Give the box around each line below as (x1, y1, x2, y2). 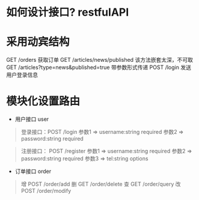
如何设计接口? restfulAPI (6, 5, 129, 19)
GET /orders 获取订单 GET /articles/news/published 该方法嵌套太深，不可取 (6, 56, 194, 64)
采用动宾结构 (6, 35, 70, 49)
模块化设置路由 (6, 94, 81, 108)
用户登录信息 (6, 71, 38, 79)
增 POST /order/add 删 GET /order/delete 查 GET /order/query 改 (20, 181, 182, 188)
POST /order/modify (20, 187, 72, 195)
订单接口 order (14, 168, 52, 175)
